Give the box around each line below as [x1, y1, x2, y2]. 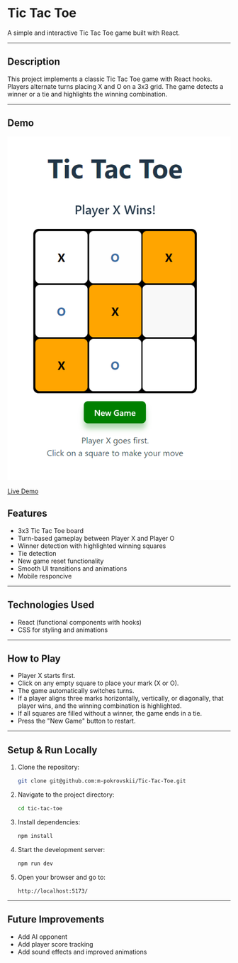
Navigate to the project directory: [17, 790, 115, 799]
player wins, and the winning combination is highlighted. [17, 701, 182, 710]
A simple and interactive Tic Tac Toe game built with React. [7, 28, 181, 37]
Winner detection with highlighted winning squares [17, 542, 166, 550]
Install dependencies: [17, 817, 81, 826]
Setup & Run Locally [7, 744, 98, 756]
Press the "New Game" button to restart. [17, 716, 136, 726]
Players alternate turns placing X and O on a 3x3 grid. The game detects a [7, 82, 224, 90]
